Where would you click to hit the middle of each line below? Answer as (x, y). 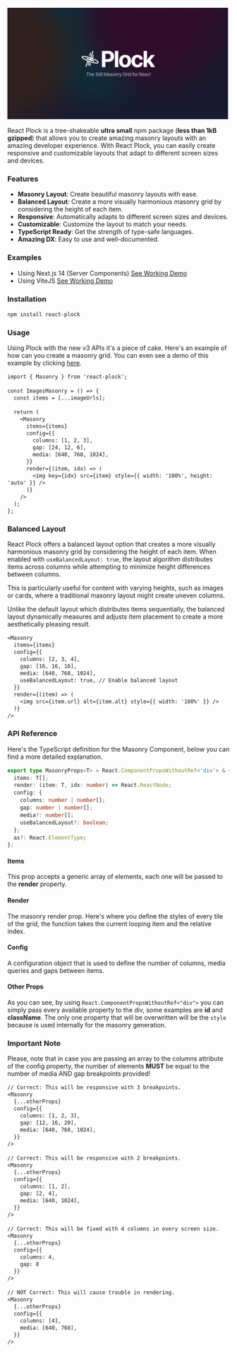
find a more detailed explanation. (55, 757)
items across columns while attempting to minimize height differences (109, 567)
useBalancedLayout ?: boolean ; (65, 822)
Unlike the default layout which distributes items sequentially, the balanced (116, 610)
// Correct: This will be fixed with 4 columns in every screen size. (113, 1229)
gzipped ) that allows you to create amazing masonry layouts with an (107, 138)
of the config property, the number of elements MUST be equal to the (109, 1066)
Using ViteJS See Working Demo (65, 281)
